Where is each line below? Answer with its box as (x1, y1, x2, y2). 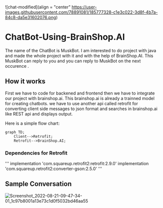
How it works (5, 77, 46, 86)
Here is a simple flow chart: (5, 120, 60, 126)
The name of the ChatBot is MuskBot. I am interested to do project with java (5, 47, 157, 53)
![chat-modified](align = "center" (5, 4, 71, 10)
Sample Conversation (5, 180, 72, 188)
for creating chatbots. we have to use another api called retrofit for (5, 100, 138, 106)
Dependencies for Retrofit (5, 150, 68, 156)
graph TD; (5, 130, 25, 134)
